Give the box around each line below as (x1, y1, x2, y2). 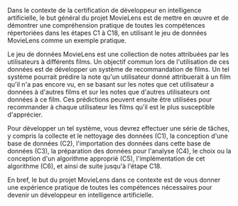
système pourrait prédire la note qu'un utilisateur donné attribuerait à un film (7, 72, 231, 81)
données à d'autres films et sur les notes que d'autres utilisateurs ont (7, 88, 210, 96)
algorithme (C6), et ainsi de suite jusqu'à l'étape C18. (7, 162, 162, 170)
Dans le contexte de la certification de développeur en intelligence (7, 6, 202, 14)
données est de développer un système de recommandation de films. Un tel (7, 65, 229, 73)
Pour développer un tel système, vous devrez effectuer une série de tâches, (7, 124, 230, 132)
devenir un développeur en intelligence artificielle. (7, 191, 154, 199)
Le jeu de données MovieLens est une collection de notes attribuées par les (7, 50, 229, 58)
